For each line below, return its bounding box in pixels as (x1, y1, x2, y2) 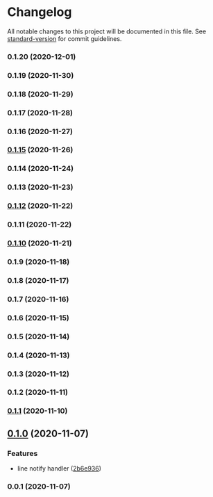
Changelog (7, 4, 72, 20)
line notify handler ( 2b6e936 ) (17, 464, 102, 473)
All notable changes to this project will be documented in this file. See (7, 27, 207, 35)
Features (7, 448, 38, 458)
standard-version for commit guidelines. (7, 34, 122, 42)
